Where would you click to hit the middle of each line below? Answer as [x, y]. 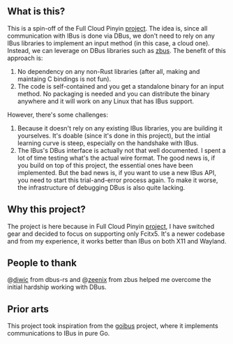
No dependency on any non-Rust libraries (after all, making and [108, 71]
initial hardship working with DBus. [57, 287]
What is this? [36, 12]
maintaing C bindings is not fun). [64, 79]
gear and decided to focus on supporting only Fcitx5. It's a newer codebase [116, 234]
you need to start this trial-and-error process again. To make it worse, [118, 180]
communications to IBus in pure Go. [59, 334]
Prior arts [28, 309]
